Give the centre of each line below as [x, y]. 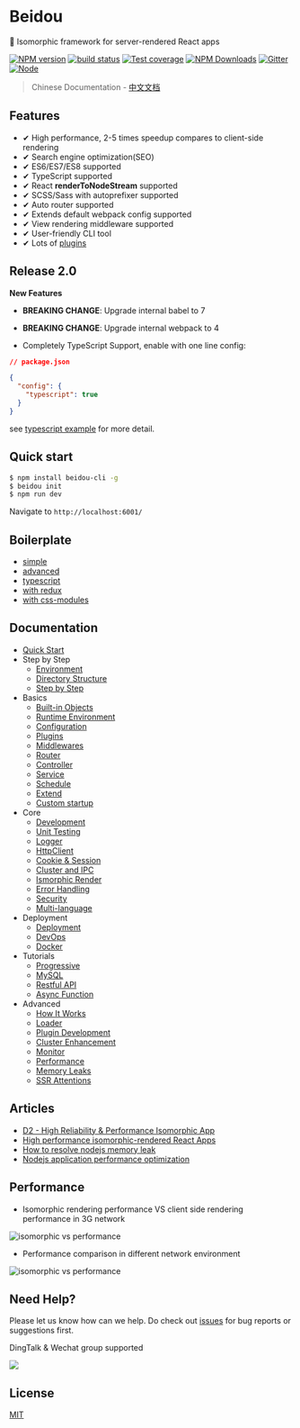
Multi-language [64, 908]
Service [50, 774]
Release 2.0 [43, 271]
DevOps [51, 936]
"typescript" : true [62, 395]
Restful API [56, 984]
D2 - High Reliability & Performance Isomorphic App [119, 1130]
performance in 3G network [74, 1218]
